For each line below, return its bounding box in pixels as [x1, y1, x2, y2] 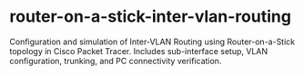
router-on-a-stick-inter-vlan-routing [9, 6, 291, 27]
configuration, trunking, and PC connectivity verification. [9, 55, 222, 66]
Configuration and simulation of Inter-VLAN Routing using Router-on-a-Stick [9, 36, 296, 47]
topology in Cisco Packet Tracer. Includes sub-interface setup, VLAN [9, 45, 269, 56]
